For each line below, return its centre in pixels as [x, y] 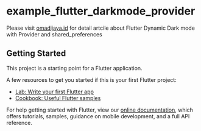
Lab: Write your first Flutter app [55, 92]
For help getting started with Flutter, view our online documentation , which [100, 110]
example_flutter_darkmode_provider [101, 11]
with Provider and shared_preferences [54, 34]
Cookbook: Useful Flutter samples [58, 98]
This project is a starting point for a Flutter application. [74, 68]
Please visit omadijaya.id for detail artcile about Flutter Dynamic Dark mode [100, 28]
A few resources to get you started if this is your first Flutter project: [91, 79]
